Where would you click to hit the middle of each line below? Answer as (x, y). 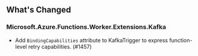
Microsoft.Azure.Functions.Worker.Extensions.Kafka (86, 27)
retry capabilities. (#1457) (60, 46)
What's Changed (39, 10)
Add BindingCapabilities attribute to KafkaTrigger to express (91, 40)
